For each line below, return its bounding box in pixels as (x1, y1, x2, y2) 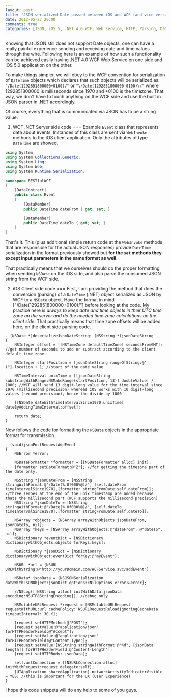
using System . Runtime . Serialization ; (5, 169, 85, 174)
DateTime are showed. (12, 140, 59, 147)
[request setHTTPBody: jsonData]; (14, 652, 88, 657)
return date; (14, 414, 42, 419)
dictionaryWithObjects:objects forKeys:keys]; (5, 540, 106, 545)
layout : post (5, 7, 33, 13)
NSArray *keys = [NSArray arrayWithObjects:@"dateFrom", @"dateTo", (14, 527, 163, 532)
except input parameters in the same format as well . (5, 255, 118, 261)
